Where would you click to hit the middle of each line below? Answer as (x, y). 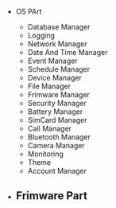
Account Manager (57, 171)
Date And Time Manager (68, 52)
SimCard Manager (57, 120)
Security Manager (57, 103)
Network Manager (57, 44)
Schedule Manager (59, 69)
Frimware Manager (58, 94)
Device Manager (54, 78)
